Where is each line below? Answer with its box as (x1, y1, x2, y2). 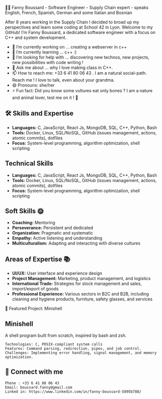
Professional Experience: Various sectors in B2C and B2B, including (12, 291, 149, 297)
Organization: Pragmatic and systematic (12, 230, 93, 236)
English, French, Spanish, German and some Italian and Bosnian (5, 10, 133, 16)
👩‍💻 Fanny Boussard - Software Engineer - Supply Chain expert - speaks (5, 5, 149, 10)
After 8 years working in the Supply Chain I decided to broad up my (5, 19, 139, 25)
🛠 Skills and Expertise (5, 109, 74, 117)
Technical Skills (5, 159, 54, 167)
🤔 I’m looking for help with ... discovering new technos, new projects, (12, 54, 149, 60)
